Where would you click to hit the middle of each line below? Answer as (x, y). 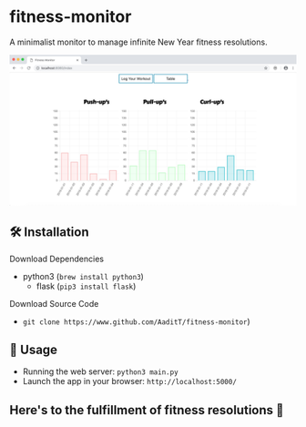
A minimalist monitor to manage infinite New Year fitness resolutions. (138, 42)
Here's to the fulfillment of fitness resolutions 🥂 (147, 410)
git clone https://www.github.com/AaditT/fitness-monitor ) (136, 321)
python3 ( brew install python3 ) (83, 276)
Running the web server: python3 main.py (101, 371)
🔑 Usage (33, 349)
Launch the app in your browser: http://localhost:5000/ (129, 381)
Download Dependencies (57, 259)
